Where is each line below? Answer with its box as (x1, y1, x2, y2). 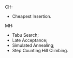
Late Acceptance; (12, 37, 47, 43)
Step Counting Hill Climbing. (12, 48, 69, 53)
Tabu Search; (12, 32, 39, 38)
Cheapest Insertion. (12, 14, 52, 19)
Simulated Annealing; (12, 43, 55, 48)
